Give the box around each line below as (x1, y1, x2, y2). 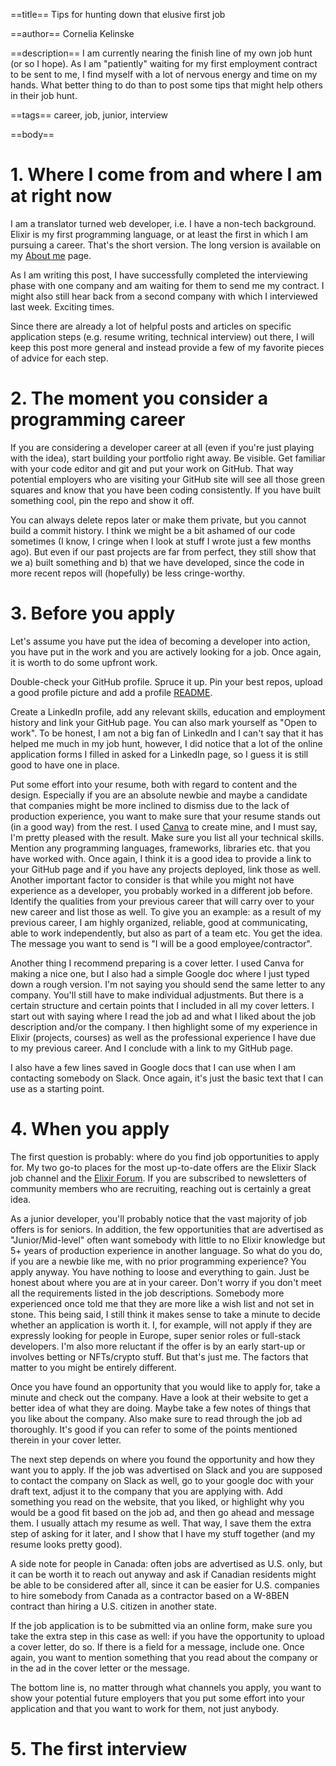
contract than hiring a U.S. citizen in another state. (10, 1600, 217, 1612)
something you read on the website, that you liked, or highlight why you (10, 1495, 305, 1508)
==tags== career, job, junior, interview (10, 109, 168, 121)
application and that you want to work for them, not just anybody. (10, 1702, 280, 1714)
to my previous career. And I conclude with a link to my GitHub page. (10, 1042, 293, 1054)
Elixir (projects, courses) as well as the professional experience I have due (10, 1031, 317, 1043)
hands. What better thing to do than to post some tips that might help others (10, 79, 323, 91)
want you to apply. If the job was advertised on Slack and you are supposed (10, 1464, 323, 1476)
